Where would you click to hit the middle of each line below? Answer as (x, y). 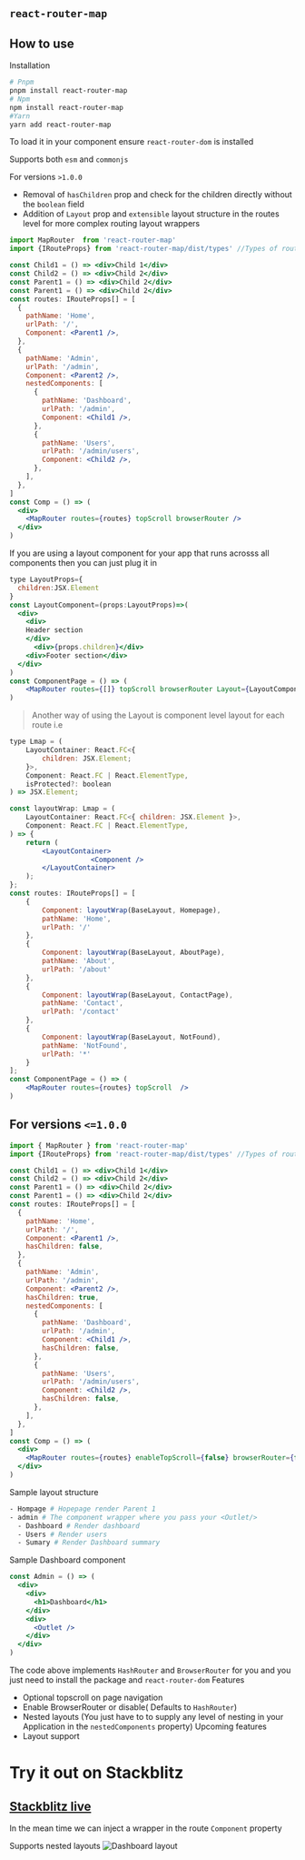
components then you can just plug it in (83, 563)
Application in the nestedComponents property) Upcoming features (145, 1726)
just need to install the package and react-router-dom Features (127, 1680)
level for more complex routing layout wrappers (111, 224)
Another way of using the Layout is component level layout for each (158, 715)
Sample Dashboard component (68, 1560)
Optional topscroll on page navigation (93, 1698)
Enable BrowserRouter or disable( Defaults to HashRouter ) (130, 1707)
